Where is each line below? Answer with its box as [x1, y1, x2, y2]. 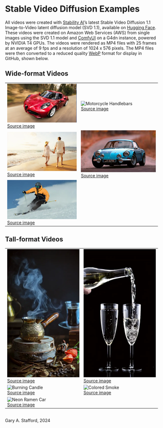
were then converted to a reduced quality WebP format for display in [5, 50, 142, 56]
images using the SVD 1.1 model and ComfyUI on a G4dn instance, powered [5, 35, 156, 41]
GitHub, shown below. [5, 55, 49, 61]
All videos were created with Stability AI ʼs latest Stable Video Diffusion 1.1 [5, 19, 151, 25]
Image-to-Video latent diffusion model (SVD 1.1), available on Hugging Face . [5, 24, 157, 30]
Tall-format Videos [5, 235, 64, 243]
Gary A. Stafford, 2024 [5, 418, 50, 424]
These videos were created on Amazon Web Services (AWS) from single [5, 30, 150, 35]
